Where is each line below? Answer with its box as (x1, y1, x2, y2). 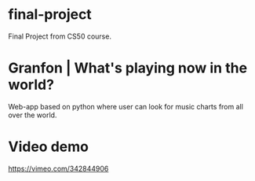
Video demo (8, 138, 89, 156)
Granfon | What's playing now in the (8, 59, 248, 77)
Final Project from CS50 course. (8, 31, 112, 41)
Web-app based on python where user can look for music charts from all (8, 102, 243, 111)
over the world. (8, 110, 57, 120)
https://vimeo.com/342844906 (8, 164, 109, 173)
